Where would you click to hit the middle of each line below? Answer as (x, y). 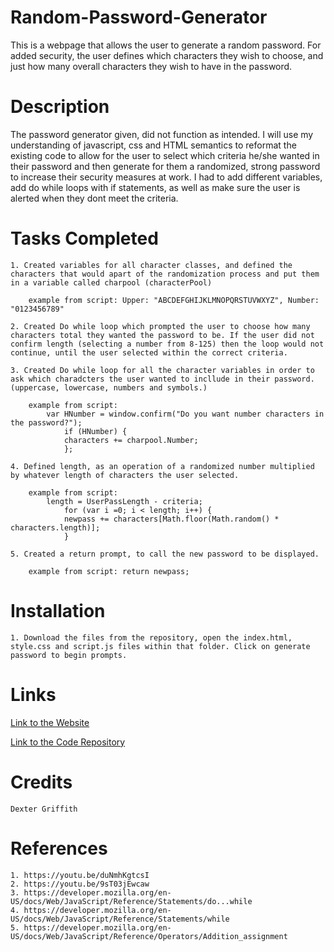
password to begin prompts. (69, 655)
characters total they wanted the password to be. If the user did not (162, 335)
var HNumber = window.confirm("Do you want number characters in (185, 414)
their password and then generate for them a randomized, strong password (165, 166)
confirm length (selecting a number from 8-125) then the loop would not (167, 344)
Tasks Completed (84, 238)
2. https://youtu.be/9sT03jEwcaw (80, 884)
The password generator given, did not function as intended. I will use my (162, 134)
